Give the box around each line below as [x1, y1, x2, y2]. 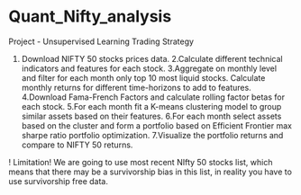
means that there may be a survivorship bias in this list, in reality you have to [8, 166, 292, 177]
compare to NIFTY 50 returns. [21, 139, 133, 150]
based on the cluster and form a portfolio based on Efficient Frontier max [21, 120, 292, 131]
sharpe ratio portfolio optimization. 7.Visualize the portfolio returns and [21, 129, 284, 140]
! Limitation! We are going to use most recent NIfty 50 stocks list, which [8, 156, 273, 167]
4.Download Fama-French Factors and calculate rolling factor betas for [21, 92, 286, 102]
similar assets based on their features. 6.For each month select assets [21, 111, 282, 121]
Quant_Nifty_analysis [8, 6, 172, 27]
